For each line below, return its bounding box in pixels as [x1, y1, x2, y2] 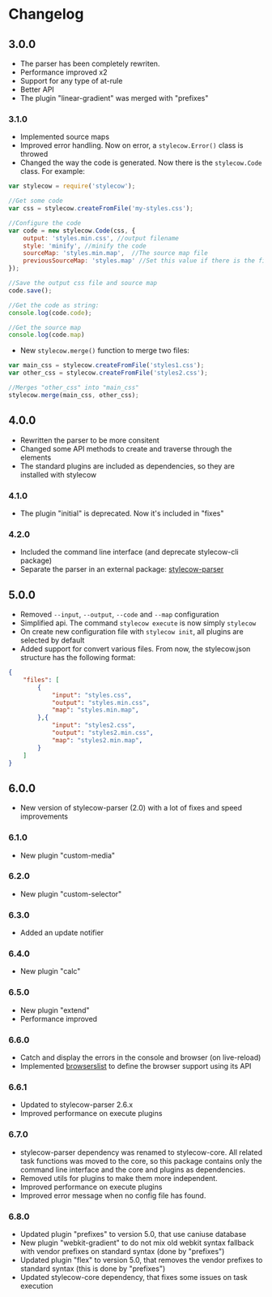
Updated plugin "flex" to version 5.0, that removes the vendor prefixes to [19, 1255, 263, 1265]
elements [19, 452, 52, 462]
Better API [19, 84, 54, 94]
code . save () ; [8, 286, 53, 295]
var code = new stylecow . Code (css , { [8, 227, 136, 235]
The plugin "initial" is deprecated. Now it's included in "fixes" [19, 508, 224, 518]
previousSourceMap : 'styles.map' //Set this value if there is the [23, 257, 255, 265]
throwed [19, 149, 49, 159]
